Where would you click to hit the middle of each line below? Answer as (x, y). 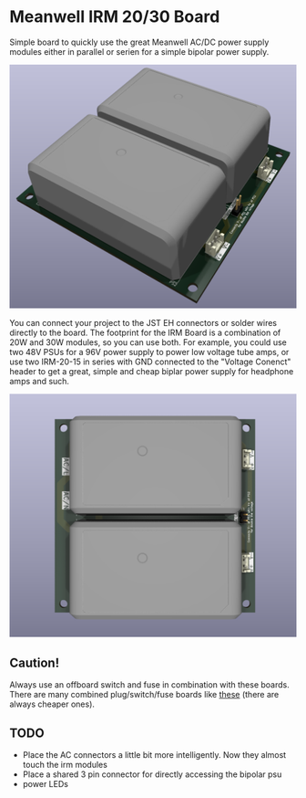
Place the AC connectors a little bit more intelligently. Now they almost (154, 755)
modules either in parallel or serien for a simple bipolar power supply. (139, 51)
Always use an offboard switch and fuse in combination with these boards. (149, 685)
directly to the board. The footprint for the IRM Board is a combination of (145, 332)
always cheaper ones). (52, 704)
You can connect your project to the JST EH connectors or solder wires (143, 322)
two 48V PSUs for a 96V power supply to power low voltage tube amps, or (149, 352)
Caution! (35, 662)
